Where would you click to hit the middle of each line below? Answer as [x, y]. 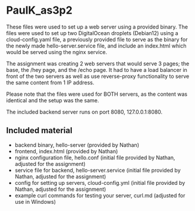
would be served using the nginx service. [57, 52]
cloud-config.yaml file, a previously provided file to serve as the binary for [97, 39]
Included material [39, 130]
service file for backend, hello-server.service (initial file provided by [98, 170]
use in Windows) [35, 201]
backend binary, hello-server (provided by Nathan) [77, 145]
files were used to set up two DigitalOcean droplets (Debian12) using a [92, 33]
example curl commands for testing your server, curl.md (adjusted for [100, 195]
